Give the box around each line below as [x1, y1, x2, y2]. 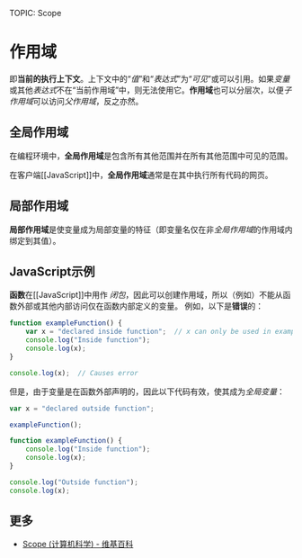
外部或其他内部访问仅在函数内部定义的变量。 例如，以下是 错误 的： [16, 301, 263, 311]
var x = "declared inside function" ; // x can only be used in [25, 328, 271, 337]
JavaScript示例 [9, 264, 96, 279]
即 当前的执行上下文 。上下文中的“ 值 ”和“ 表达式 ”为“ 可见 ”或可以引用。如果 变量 [9, 73, 290, 84]
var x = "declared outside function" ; [9, 404, 155, 413]
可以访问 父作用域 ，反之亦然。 [32, 95, 144, 106]
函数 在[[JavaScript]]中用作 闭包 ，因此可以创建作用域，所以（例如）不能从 [9, 290, 283, 301]
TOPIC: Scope [9, 8, 62, 18]
